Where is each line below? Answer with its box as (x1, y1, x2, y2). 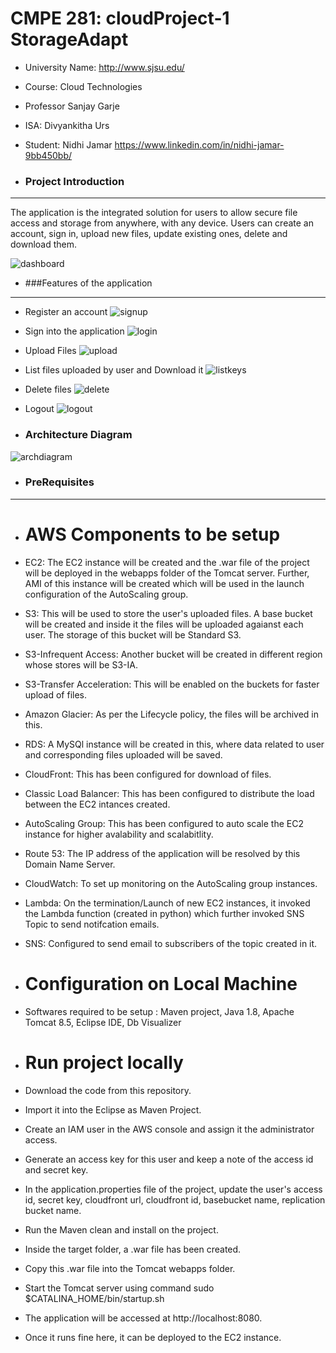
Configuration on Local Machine (24, 972, 298, 995)
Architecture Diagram (24, 428, 133, 442)
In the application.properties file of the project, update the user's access (24, 1183, 323, 1195)
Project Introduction (24, 174, 125, 188)
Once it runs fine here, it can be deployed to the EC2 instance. (24, 1331, 282, 1343)
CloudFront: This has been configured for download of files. (24, 768, 272, 780)
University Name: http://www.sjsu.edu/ (24, 61, 185, 73)
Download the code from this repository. (24, 1084, 192, 1096)
